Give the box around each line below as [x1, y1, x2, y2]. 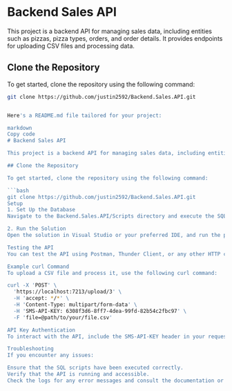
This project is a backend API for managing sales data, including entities [7, 27, 213, 35]
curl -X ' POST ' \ [7, 282, 57, 289]
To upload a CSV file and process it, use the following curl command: [7, 269, 217, 276]
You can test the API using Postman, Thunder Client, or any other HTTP [7, 250, 221, 258]
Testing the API [7, 244, 54, 251]
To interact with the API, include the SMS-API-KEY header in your [7, 333, 206, 340]
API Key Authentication [7, 326, 76, 334]
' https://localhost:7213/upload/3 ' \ [13, 288, 122, 296]
